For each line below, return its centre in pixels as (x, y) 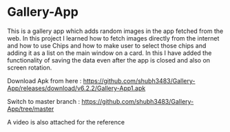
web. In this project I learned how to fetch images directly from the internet (113, 38)
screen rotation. (30, 67)
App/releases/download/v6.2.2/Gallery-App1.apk (76, 88)
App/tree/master (31, 109)
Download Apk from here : (44, 80)
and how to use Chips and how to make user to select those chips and (107, 45)
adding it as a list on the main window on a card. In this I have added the (109, 53)
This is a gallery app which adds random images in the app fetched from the (115, 31)
